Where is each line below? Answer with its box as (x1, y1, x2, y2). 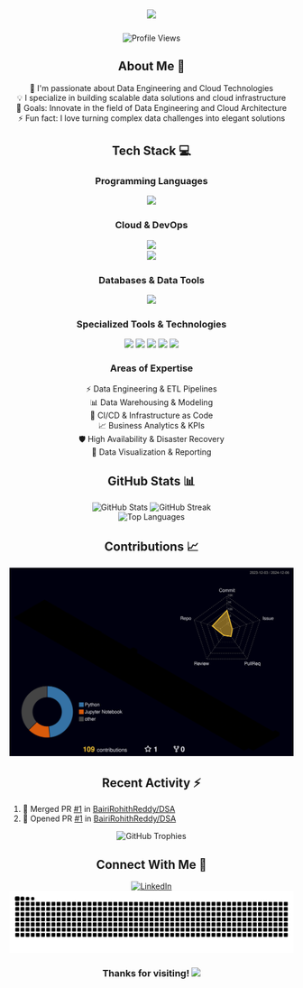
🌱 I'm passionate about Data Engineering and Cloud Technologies (30, 82, 273, 93)
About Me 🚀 (117, 59, 186, 74)
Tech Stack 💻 (111, 143, 192, 159)
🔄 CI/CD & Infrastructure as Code (89, 410, 214, 420)
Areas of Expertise (109, 362, 194, 374)
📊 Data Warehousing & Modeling (89, 396, 214, 408)
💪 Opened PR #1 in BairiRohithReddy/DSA (22, 813, 177, 824)
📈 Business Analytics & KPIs (97, 420, 206, 430)
